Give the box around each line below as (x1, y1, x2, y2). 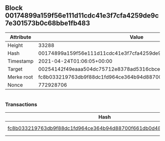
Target (7, 65, 23, 72)
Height (7, 41, 23, 48)
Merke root (7, 73, 33, 80)
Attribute (9, 34, 31, 40)
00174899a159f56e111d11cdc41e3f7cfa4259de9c (5, 12, 159, 20)
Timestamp (7, 58, 34, 64)
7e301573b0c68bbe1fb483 (5, 19, 90, 27)
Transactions (5, 101, 38, 108)
